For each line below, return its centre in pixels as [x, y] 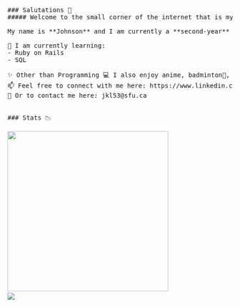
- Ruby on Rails [36, 53]
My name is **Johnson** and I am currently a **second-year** [119, 31]
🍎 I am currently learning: [56, 46]
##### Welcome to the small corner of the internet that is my [120, 17]
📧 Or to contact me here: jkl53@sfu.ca [77, 95]
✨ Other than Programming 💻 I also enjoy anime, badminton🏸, [119, 75]
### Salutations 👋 [40, 10]
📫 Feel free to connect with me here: [77, 86]
